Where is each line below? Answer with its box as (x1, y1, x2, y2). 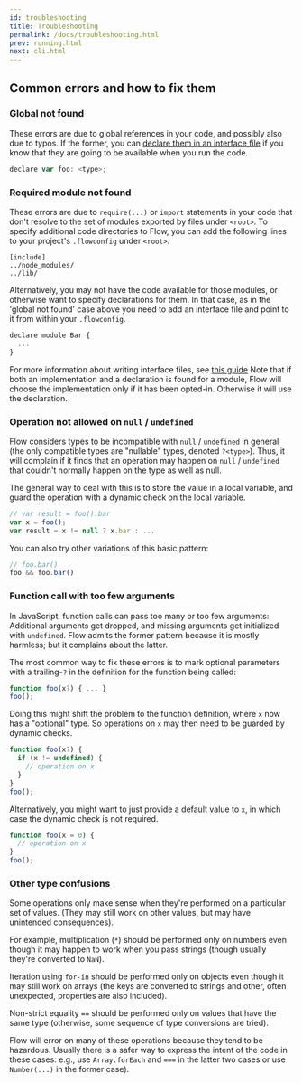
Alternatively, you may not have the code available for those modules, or (9, 284, 278, 295)
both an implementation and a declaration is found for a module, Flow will (9, 373, 282, 384)
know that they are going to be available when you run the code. (9, 146, 249, 158)
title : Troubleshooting (9, 22, 99, 31)
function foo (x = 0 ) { (9, 831, 95, 840)
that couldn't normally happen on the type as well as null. (9, 465, 223, 476)
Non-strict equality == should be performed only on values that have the (9, 1008, 277, 1019)
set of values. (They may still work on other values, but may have (9, 908, 251, 918)
